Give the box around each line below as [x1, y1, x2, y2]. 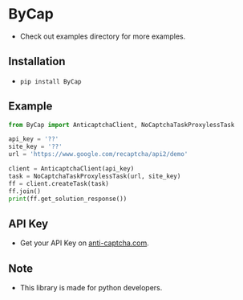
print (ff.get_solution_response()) [8, 195, 128, 203]
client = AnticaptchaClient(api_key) [8, 165, 135, 173]
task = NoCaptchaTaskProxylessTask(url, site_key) [8, 172, 181, 180]
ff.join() [8, 187, 42, 195]
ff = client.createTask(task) [8, 179, 110, 187]
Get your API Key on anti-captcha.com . [19, 238, 150, 248]
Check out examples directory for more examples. [19, 31, 186, 41]
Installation [8, 55, 66, 68]
